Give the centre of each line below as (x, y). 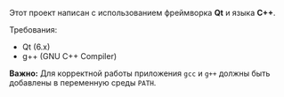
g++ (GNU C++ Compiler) (69, 56)
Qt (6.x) (36, 47)
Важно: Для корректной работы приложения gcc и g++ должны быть (140, 73)
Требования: (33, 30)
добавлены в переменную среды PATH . (83, 82)
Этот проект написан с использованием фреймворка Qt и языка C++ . (142, 13)
